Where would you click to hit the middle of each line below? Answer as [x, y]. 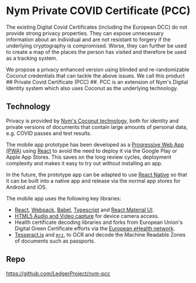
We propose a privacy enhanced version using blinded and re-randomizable [98, 69]
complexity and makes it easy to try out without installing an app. [84, 163]
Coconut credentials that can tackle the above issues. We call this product [96, 76]
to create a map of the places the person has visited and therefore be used [96, 52]
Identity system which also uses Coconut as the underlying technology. [92, 88]
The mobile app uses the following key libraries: [64, 198]
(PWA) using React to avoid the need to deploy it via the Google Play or [92, 151]
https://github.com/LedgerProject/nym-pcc [58, 273]
